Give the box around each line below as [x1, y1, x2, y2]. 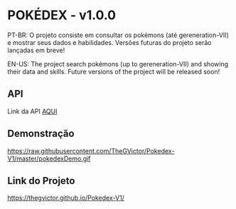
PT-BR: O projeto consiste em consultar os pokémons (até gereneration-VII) [7, 31, 230, 39]
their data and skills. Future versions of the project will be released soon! [7, 67, 220, 76]
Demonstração [7, 128, 75, 140]
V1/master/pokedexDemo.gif [7, 154, 91, 163]
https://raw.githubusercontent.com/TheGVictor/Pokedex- [7, 146, 175, 155]
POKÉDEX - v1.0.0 [7, 7, 116, 24]
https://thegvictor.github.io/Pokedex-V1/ [7, 193, 124, 203]
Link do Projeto [7, 175, 75, 187]
